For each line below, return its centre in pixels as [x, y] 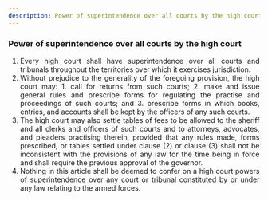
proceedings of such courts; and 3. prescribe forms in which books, [140, 103]
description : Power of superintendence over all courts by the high [124, 16]
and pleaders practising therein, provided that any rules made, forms [140, 137]
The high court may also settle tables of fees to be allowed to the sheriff [140, 120]
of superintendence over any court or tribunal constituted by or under [140, 179]
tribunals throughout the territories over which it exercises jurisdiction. [135, 69]
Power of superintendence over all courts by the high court [125, 43]
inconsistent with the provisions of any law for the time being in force [140, 154]
